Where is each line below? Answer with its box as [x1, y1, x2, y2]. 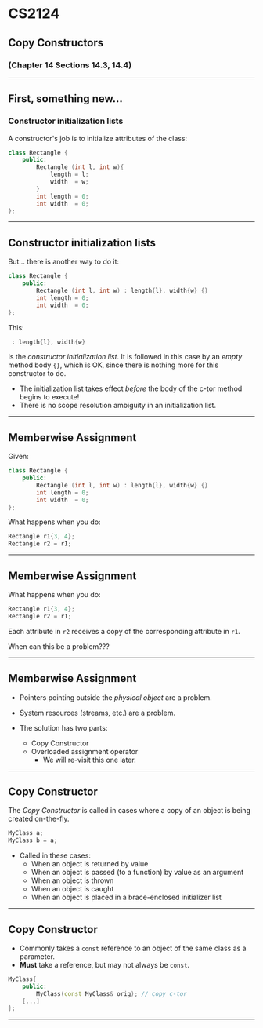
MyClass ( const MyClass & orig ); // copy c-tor [36, 990, 188, 997]
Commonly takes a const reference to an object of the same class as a [19, 943, 247, 953]
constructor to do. [8, 369, 67, 378]
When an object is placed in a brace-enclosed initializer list [31, 892, 222, 902]
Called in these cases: [19, 851, 92, 860]
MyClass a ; [8, 829, 44, 837]
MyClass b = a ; [8, 837, 58, 844]
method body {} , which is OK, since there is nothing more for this [8, 360, 219, 370]
